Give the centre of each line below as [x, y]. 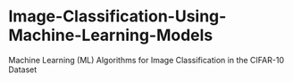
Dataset [23, 70]
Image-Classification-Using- [117, 16]
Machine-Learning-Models [111, 35]
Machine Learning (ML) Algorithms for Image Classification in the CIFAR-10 [146, 60]
